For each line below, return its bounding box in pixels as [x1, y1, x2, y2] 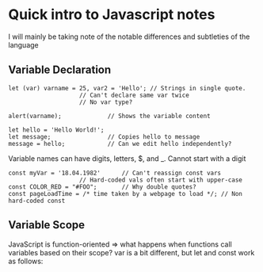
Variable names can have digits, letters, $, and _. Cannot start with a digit [8, 153, 246, 163]
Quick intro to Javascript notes [8, 6, 215, 24]
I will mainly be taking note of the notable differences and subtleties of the [8, 32, 250, 41]
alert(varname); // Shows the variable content [8, 112, 212, 120]
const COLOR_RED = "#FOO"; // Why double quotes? [8, 182, 196, 191]
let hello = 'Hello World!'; [8, 125, 105, 134]
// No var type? [78, 98, 133, 106]
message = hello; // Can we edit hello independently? [8, 140, 232, 147]
